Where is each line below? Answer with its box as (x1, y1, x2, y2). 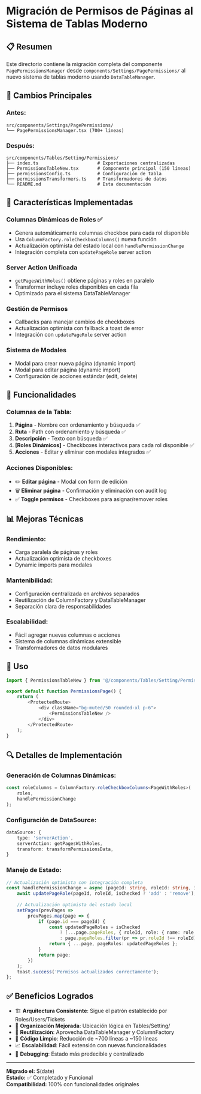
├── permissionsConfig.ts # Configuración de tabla (6, 170, 162, 176)
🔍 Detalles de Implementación (6, 750, 123, 760)
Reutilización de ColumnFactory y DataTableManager (14, 596, 146, 604)
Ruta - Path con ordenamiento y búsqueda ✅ (14, 428, 126, 436)
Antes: (6, 109, 26, 117)
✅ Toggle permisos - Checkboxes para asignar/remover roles (14, 495, 168, 502)
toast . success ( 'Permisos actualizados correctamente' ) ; (17, 969, 160, 975)
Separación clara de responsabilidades (14, 603, 112, 610)
